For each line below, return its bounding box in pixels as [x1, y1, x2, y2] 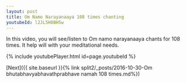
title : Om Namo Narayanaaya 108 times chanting [6, 14, 125, 20]
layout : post [6, 8, 38, 15]
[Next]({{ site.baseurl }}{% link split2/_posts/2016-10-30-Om [6, 64, 153, 71]
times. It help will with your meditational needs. [6, 41, 119, 49]
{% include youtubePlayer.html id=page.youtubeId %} [6, 53, 136, 60]
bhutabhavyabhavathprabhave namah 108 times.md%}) [6, 71, 140, 78]
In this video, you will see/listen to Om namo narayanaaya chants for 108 [6, 36, 180, 43]
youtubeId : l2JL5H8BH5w [6, 19, 64, 25]
